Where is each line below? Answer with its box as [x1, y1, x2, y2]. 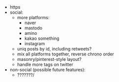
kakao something [24, 35, 60, 41]
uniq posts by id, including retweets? [17, 46, 92, 52]
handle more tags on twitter [17, 61, 73, 67]
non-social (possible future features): [9, 67, 86, 73]
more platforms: [17, 15, 50, 20]
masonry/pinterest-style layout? [17, 56, 82, 62]
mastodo [24, 25, 43, 31]
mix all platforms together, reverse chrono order [17, 51, 114, 57]
